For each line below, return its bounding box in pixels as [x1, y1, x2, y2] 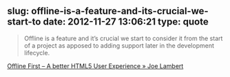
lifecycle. [23, 48, 50, 57]
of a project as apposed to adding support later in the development [23, 41, 215, 50]
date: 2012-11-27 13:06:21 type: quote [43, 16, 209, 28]
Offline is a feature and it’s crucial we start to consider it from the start [23, 34, 223, 42]
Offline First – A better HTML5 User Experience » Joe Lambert [7, 61, 184, 70]
